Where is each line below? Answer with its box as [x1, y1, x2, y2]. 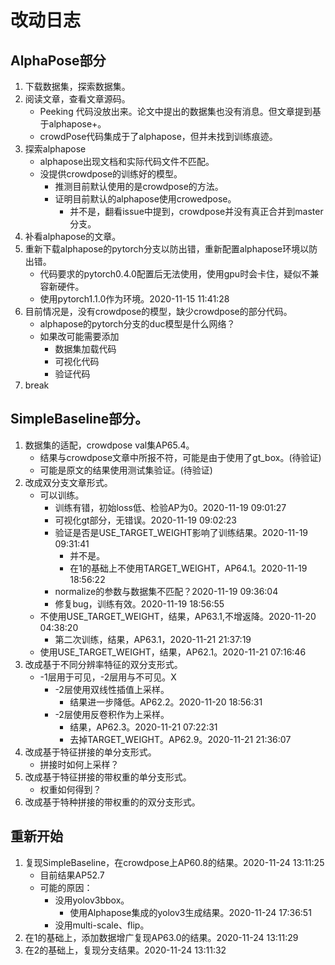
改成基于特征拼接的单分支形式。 [24, 746, 157, 758]
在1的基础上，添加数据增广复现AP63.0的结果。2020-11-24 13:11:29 [24, 931, 299, 943]
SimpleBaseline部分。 [10, 411, 149, 428]
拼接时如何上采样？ [39, 758, 120, 770]
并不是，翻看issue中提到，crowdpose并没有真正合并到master [69, 206, 324, 217]
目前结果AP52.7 [39, 869, 105, 881]
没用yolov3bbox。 [54, 894, 130, 906]
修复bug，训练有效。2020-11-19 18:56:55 [54, 597, 225, 610]
